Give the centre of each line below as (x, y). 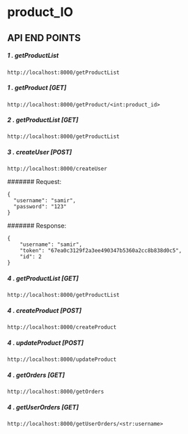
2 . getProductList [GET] (43, 120)
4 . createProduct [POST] (45, 311)
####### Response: (37, 226)
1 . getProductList (33, 56)
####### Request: (34, 182)
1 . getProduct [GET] (37, 88)
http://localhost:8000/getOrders (56, 392)
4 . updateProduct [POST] (45, 343)
